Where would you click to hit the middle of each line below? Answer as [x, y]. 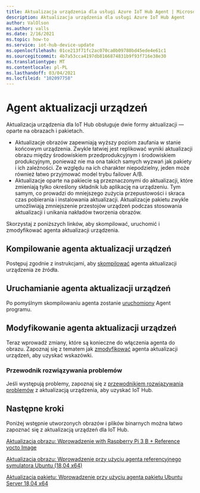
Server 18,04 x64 [27, 483]
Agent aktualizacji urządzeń [77, 108]
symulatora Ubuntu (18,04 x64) [44, 465]
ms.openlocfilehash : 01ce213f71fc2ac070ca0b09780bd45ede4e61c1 [86, 51]
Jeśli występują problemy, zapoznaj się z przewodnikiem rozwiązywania [95, 384]
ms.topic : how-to [28, 39]
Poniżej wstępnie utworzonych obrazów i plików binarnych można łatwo [94, 423]
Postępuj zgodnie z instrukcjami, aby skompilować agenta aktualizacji [92, 263]
